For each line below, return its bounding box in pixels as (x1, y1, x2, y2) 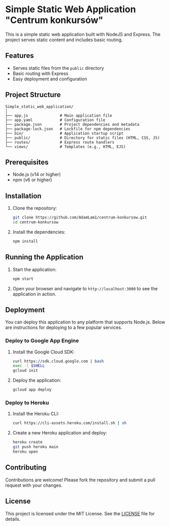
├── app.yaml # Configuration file (5, 117, 106, 123)
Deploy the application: (12, 377, 61, 383)
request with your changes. (5, 482, 62, 488)
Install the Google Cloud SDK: (12, 349, 75, 355)
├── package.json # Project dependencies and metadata (5, 122, 140, 127)
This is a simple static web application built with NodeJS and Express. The (5, 31, 161, 37)
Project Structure (5, 91, 61, 99)
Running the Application (5, 253, 84, 262)
